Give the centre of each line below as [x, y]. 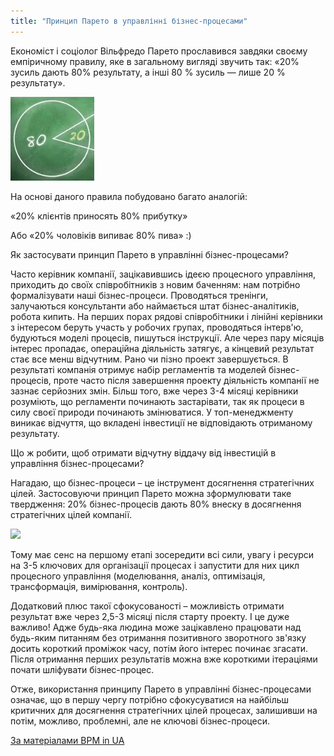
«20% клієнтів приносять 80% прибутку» [99, 216]
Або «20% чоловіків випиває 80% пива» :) [101, 235]
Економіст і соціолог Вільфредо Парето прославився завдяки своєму [159, 51]
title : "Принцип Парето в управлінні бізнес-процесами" [129, 21]
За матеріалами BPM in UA [67, 740]
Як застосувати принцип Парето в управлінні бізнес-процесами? [149, 254]
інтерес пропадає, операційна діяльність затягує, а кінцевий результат [162, 348]
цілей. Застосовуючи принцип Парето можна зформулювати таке [151, 493]
